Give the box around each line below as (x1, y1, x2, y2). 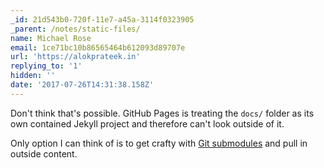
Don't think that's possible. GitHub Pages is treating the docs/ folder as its (10, 107, 315, 119)
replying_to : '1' (10, 61, 83, 71)
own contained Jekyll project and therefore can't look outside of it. (10, 117, 285, 130)
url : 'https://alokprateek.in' (10, 52, 141, 62)
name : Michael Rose (10, 33, 92, 43)
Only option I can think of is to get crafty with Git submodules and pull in (10, 137, 308, 149)
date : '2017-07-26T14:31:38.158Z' (10, 80, 155, 90)
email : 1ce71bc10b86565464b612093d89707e (10, 42, 186, 53)
